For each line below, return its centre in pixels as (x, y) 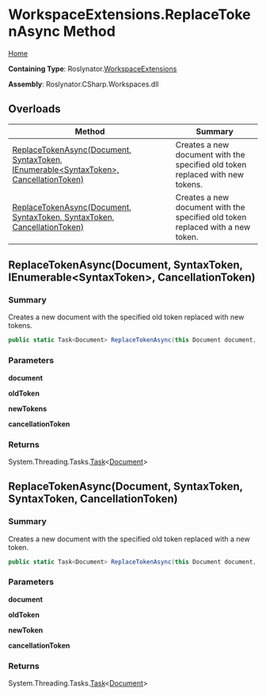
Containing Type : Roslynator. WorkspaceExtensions (93, 68)
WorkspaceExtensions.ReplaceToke (129, 15)
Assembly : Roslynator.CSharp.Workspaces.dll (84, 84)
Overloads (34, 109)
